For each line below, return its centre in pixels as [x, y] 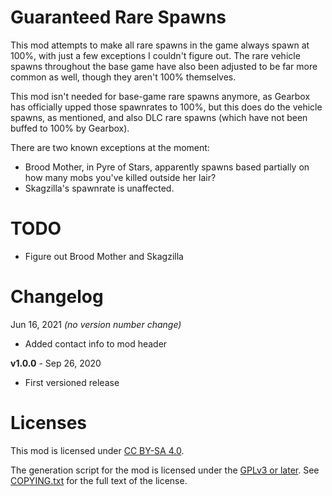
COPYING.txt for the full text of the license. [99, 480]
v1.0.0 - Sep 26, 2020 [56, 363]
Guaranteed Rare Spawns [118, 17]
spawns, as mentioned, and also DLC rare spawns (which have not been [159, 117]
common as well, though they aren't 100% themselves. [123, 77]
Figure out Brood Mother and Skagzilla [104, 256]
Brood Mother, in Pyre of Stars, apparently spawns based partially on [167, 167]
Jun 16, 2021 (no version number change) [96, 324]
